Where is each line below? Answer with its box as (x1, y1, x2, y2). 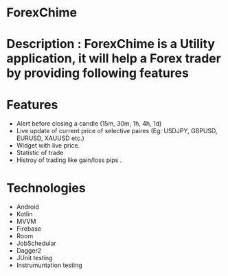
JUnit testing (16, 254, 53, 262)
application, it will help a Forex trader (6, 51, 221, 67)
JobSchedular (16, 239, 56, 248)
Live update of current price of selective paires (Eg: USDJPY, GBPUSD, (16, 127, 218, 135)
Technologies (6, 180, 87, 196)
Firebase (16, 225, 42, 233)
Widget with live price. (16, 141, 80, 150)
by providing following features (6, 65, 190, 81)
